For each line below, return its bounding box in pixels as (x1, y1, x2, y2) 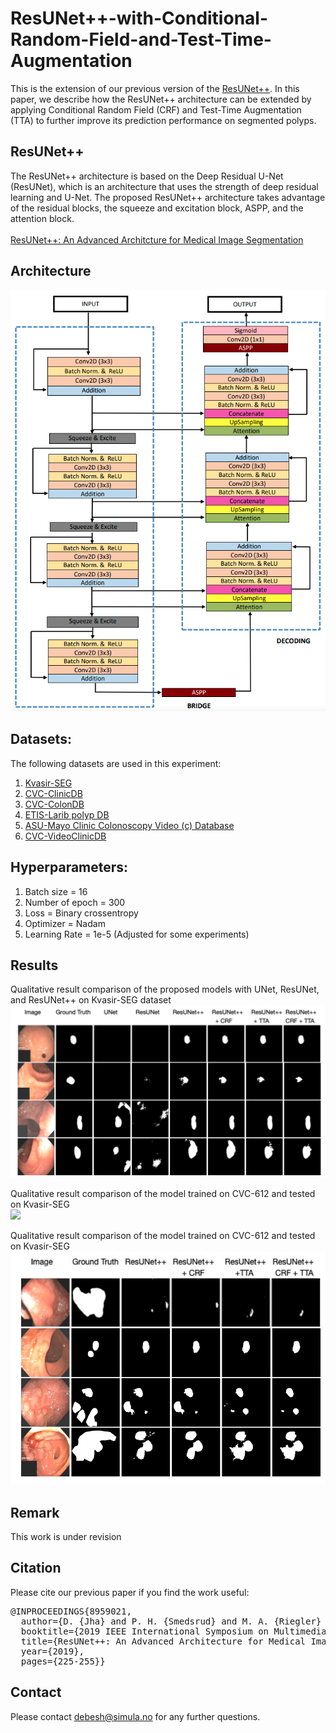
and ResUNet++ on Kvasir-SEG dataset (10, 994, 172, 1006)
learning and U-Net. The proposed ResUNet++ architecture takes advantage (10, 191, 326, 203)
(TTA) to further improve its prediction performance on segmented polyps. (10, 114, 317, 126)
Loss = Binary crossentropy (24, 907, 139, 919)
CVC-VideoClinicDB (24, 830, 107, 842)
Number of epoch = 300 (24, 896, 126, 908)
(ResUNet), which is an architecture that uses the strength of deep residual (10, 180, 319, 192)
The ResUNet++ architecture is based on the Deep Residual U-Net (10, 170, 284, 182)
